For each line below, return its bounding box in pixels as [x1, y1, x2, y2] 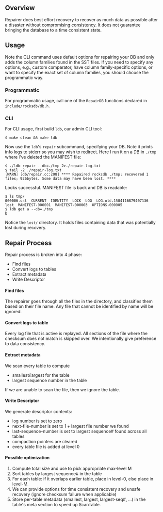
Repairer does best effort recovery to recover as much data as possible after [5, 16, 158, 22]
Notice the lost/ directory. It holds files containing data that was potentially [5, 220, 156, 225]
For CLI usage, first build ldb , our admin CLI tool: [5, 126, 102, 132]
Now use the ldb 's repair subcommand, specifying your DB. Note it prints [5, 144, 153, 150]
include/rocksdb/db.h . [5, 103, 50, 109]
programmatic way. [5, 75, 44, 80]
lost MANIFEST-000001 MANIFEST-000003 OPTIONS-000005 [5, 203, 123, 208]
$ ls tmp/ [5, 194, 25, 199]
